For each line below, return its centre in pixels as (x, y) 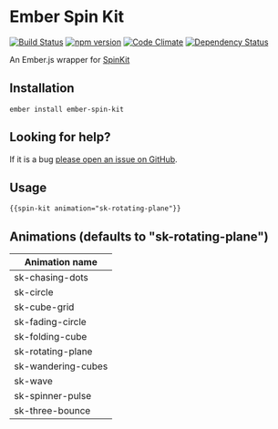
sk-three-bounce (52, 411)
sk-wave (33, 382)
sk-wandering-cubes (61, 366)
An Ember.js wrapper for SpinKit (70, 59)
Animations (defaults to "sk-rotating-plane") (139, 236)
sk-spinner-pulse (53, 396)
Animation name (61, 262)
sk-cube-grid (44, 307)
